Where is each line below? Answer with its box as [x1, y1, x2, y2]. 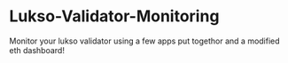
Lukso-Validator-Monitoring [9, 6, 220, 27]
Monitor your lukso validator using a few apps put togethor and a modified [9, 35, 281, 46]
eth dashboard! [9, 44, 65, 55]
